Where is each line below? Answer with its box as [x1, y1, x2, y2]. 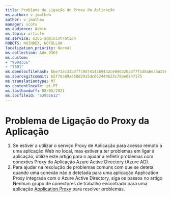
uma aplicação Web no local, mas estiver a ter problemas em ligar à [12, 148, 155, 154]
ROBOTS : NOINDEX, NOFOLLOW [5, 41, 63, 46]
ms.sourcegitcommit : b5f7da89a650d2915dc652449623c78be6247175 [5, 74, 142, 79]
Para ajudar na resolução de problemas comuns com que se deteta [12, 164, 154, 170]
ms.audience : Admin [5, 27, 47, 32]
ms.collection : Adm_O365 [5, 50, 58, 55]
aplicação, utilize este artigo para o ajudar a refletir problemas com [12, 154, 154, 160]
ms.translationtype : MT [5, 79, 56, 84]
